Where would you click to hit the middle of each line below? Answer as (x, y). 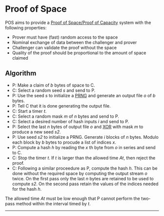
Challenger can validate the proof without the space (64, 47)
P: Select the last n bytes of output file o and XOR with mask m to (78, 127)
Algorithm (21, 74)
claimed (20, 58)
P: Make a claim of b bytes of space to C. (53, 85)
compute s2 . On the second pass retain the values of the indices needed (85, 184)
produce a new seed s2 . (36, 132)
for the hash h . (27, 189)
